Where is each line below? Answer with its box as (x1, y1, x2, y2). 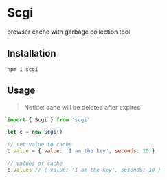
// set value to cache (7, 141, 72, 148)
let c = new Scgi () (7, 129, 63, 136)
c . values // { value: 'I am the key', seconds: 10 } (7, 166, 162, 173)
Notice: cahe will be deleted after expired (23, 103, 141, 111)
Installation (7, 48, 56, 59)
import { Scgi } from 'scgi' (7, 116, 91, 123)
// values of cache (7, 160, 63, 167)
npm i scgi (7, 66, 38, 73)
